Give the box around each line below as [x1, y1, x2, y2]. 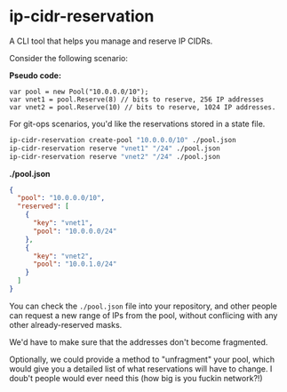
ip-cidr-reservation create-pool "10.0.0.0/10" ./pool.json [9, 135, 237, 144]
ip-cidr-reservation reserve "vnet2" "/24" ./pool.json [9, 152, 220, 161]
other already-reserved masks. [9, 319, 123, 330]
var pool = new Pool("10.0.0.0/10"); [9, 87, 149, 96]
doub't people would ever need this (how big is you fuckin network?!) [9, 372, 264, 383]
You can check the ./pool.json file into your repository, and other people [9, 300, 277, 311]
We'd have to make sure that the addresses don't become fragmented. [9, 336, 268, 348]
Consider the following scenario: [9, 52, 129, 63]
